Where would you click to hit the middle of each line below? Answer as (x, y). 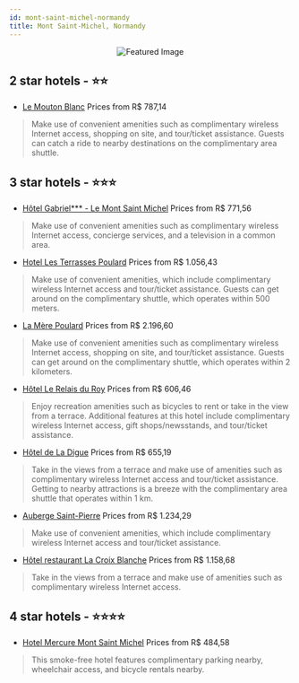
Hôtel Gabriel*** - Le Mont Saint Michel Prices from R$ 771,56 (137, 208)
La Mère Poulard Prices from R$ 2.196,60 (98, 326)
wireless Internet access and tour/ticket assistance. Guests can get (155, 289)
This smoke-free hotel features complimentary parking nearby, (147, 660)
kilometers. (52, 372)
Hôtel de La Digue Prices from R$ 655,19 (97, 452)
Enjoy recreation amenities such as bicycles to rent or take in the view (160, 407)
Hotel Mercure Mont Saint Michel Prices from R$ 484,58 (126, 642)
